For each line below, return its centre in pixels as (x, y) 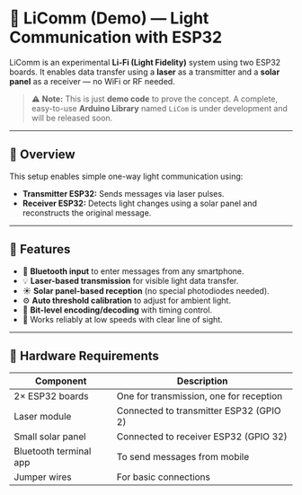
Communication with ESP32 (116, 37)
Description (202, 381)
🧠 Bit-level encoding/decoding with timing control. (117, 310)
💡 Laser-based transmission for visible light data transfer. (130, 280)
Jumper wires (43, 477)
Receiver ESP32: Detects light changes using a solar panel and (140, 203)
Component (61, 381)
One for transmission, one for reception (200, 396)
